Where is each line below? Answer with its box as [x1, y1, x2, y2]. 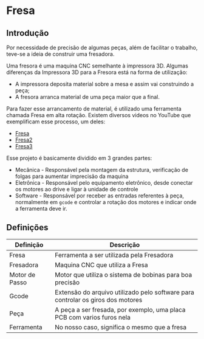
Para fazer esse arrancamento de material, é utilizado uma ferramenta [6, 105, 182, 112]
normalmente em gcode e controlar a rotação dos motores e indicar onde [15, 199, 197, 205]
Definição [15, 241, 44, 249]
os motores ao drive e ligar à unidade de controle [15, 186, 138, 193]
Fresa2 [15, 136, 33, 143]
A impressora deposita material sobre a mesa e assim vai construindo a [15, 80, 194, 87]
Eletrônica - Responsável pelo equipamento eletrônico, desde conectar [15, 179, 193, 186]
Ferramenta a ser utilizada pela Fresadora [54, 250, 174, 259]
